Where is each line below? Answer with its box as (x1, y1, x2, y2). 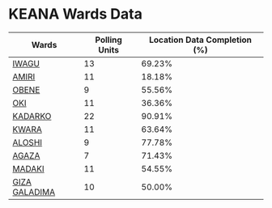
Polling (95, 34, 123, 45)
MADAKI (12, 163, 45, 174)
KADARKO (12, 110, 52, 121)
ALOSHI (12, 137, 43, 148)
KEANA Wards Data (8, 5, 143, 23)
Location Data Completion (149, 34, 253, 45)
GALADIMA (12, 186, 56, 197)
